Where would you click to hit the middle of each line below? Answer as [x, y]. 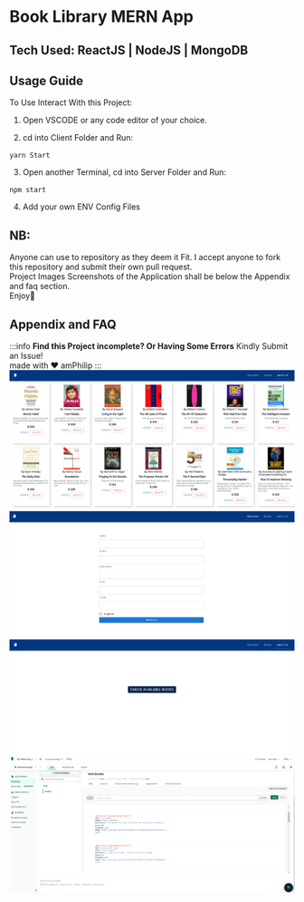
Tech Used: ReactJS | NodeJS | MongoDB [129, 50]
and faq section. [40, 286]
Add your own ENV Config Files [81, 207]
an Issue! [26, 356]
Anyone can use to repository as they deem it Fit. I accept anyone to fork [145, 257]
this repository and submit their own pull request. [101, 267]
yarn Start [30, 156]
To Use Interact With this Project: [71, 102]
